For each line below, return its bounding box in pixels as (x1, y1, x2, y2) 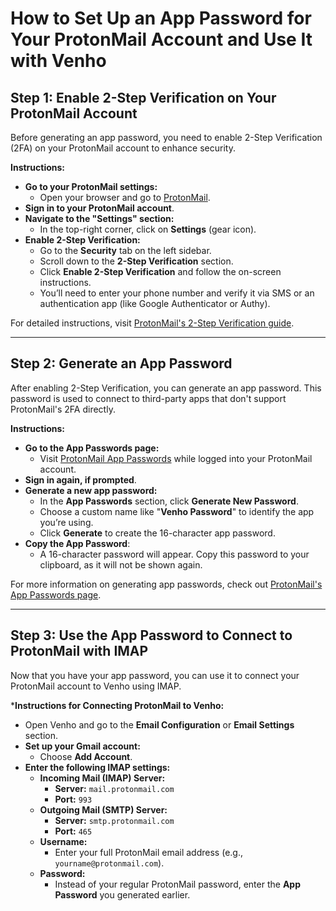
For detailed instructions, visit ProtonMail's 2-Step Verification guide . (10, 317, 295, 329)
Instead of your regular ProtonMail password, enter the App (54, 878, 301, 890)
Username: (39, 835, 88, 847)
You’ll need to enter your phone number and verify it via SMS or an (39, 287, 315, 299)
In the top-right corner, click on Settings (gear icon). (39, 223, 257, 235)
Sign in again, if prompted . (24, 473, 137, 486)
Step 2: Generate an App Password (10, 355, 233, 372)
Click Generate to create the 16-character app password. (39, 527, 276, 539)
